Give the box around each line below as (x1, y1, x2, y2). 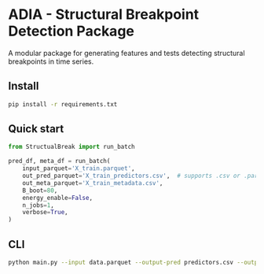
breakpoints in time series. (8, 57, 94, 66)
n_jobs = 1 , (22, 201, 55, 209)
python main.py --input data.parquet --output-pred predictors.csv (8, 258, 234, 266)
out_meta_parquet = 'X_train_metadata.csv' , (22, 179, 163, 187)
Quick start (8, 122, 64, 135)
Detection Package (8, 22, 135, 40)
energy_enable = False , (22, 194, 93, 202)
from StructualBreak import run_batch (8, 143, 135, 151)
